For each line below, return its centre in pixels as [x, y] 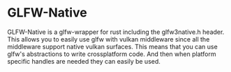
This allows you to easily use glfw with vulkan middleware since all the [109, 39]
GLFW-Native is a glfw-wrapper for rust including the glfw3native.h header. [116, 32]
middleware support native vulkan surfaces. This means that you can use [112, 46]
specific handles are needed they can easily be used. [84, 61]
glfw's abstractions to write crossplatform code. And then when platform [112, 54]
